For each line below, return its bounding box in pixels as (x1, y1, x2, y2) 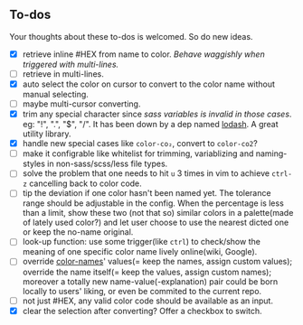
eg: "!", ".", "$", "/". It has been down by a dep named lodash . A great (22, 119, 279, 130)
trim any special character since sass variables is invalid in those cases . (22, 108, 292, 120)
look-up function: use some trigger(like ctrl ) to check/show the (22, 237, 260, 247)
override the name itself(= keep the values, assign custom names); (22, 266, 272, 277)
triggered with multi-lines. (22, 59, 119, 70)
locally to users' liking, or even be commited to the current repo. (22, 285, 262, 296)
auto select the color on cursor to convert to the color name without (22, 79, 276, 89)
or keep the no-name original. (22, 227, 134, 237)
